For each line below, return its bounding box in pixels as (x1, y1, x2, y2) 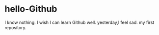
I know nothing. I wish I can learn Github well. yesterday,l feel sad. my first (4, 19, 155, 25)
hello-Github (4, 3, 57, 15)
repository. (4, 24, 26, 30)
